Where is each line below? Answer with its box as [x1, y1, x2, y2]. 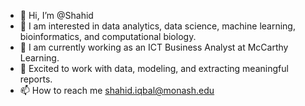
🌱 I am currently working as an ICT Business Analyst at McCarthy [19, 41, 289, 53]
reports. [19, 73, 53, 85]
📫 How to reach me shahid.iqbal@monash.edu [19, 85, 215, 96]
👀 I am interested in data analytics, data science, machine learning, [19, 20, 296, 32]
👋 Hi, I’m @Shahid [19, 10, 94, 21]
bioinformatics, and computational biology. [19, 31, 197, 42]
